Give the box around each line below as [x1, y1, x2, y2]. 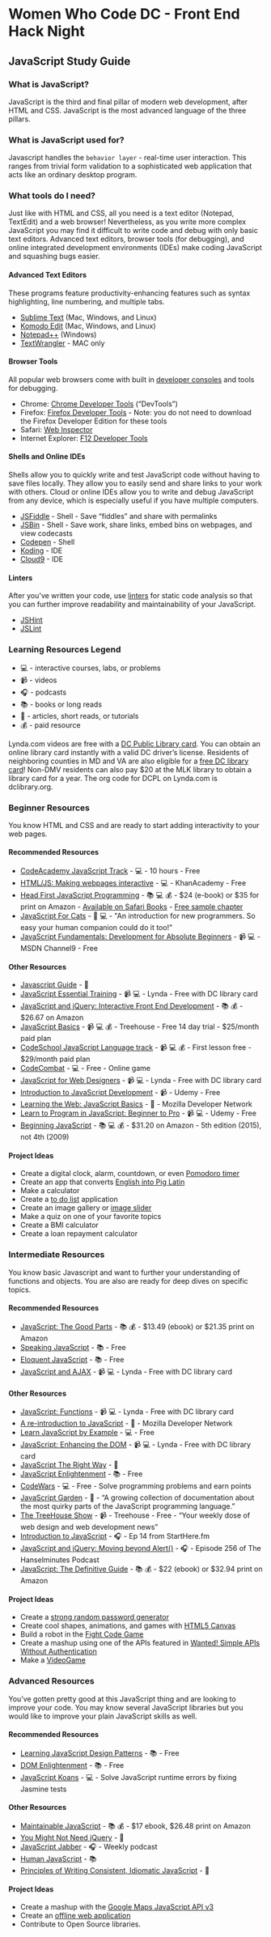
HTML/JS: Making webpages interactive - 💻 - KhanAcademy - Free [19, 878, 247, 888]
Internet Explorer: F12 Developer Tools [19, 433, 148, 443]
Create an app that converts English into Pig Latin [19, 1177, 185, 1187]
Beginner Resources [8, 802, 91, 813]
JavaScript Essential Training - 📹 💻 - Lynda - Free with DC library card [19, 989, 259, 999]
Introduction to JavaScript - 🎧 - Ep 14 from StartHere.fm [19, 1531, 210, 1541]
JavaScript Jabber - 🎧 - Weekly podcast [19, 1842, 158, 1852]
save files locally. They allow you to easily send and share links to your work [8, 478, 263, 488]
